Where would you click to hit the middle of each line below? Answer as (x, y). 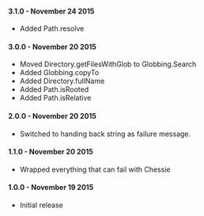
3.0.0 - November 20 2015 (52, 47)
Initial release (41, 205)
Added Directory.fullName (62, 81)
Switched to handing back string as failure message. (105, 134)
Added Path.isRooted (54, 89)
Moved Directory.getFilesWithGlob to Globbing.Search (108, 64)
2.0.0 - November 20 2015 (53, 116)
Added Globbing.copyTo (59, 73)
